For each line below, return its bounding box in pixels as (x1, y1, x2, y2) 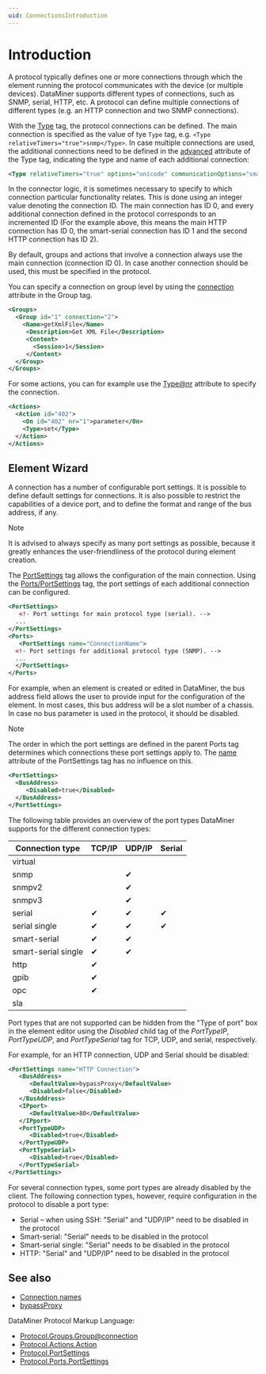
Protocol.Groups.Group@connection (19, 1331, 139, 1341)
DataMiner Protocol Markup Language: (8, 1316, 135, 1326)
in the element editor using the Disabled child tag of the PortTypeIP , (8, 1026, 230, 1036)
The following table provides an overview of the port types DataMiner (8, 815, 235, 824)
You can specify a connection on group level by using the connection (8, 282, 234, 291)
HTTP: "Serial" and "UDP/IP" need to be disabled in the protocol (19, 1248, 230, 1258)
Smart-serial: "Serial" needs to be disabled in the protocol (19, 1231, 208, 1241)
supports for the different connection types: (8, 824, 151, 833)
